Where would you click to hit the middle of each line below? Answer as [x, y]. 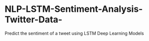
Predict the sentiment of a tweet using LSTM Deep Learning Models [74, 33]
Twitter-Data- [34, 20]
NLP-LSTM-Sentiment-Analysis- [74, 9]
